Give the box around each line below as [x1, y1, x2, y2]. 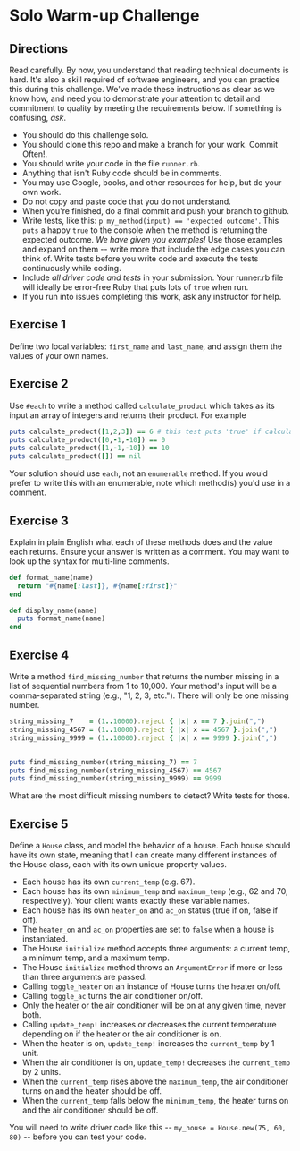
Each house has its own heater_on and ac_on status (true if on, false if [21, 905, 279, 916]
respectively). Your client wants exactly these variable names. [21, 896, 250, 907]
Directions [9, 41, 69, 56]
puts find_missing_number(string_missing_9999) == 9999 [9, 774, 221, 783]
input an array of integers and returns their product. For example [9, 409, 247, 421]
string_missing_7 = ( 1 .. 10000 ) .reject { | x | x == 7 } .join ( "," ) [9, 717, 266, 726]
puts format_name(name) [17, 614, 105, 623]
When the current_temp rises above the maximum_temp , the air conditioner [21, 1076, 288, 1087]
